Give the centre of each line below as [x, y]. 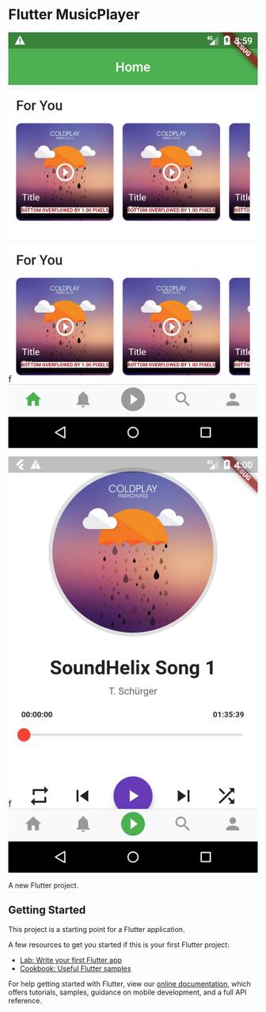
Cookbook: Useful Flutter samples [75, 968]
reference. [25, 1000]
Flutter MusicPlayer [74, 15]
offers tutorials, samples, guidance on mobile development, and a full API [127, 992]
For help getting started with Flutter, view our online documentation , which [130, 983]
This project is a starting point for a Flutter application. [97, 929]
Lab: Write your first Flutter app [71, 960]
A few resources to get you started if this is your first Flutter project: [119, 945]
